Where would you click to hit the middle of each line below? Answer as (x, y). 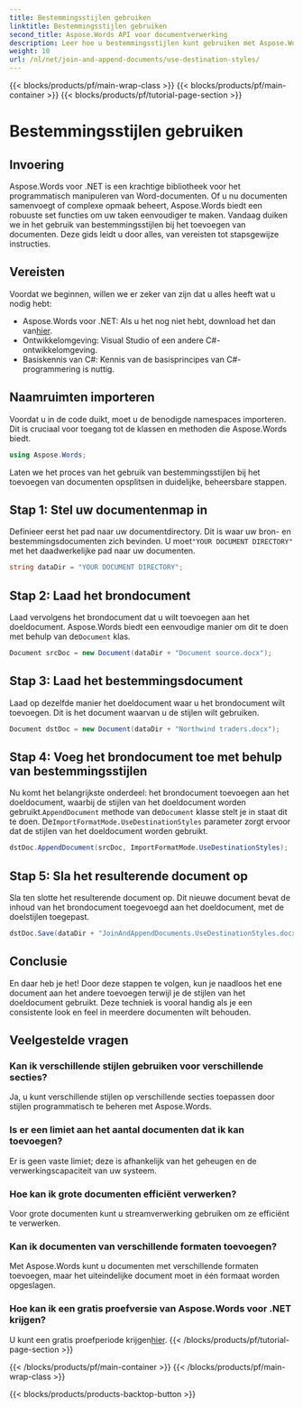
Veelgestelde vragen (69, 1040)
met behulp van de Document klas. (70, 636)
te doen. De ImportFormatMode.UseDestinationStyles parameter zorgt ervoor (150, 821)
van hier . (37, 330)
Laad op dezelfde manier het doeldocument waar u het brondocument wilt (147, 703)
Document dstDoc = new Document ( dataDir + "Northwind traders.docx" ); (145, 729)
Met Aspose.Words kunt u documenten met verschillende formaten (134, 1266)
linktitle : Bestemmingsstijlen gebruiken (88, 26)
